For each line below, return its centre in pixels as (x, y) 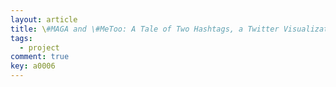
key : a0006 (33, 66)
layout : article (44, 19)
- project (39, 47)
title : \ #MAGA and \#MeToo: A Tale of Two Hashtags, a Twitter (145, 29)
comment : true (40, 57)
